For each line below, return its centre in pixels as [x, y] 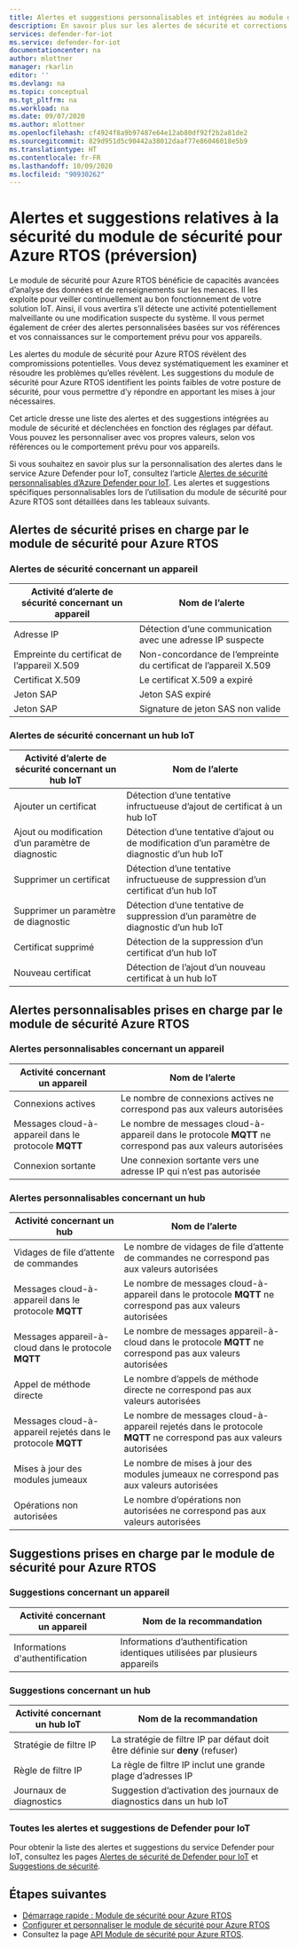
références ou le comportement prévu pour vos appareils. [114, 447]
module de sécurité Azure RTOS [99, 1024]
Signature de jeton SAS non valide [210, 708]
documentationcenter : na [55, 51]
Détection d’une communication [205, 628]
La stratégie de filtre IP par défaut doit [190, 1739]
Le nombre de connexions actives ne [197, 1098]
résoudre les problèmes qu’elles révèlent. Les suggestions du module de [142, 373]
